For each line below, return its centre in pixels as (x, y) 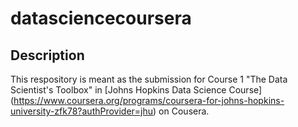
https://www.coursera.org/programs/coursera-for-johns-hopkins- (149, 100)
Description (47, 55)
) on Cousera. (181, 111)
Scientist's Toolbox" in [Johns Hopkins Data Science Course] (136, 90)
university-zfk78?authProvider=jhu (82, 111)
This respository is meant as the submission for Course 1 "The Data (149, 79)
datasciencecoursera (101, 18)
